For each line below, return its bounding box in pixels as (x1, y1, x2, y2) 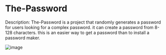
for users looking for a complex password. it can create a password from (5, 24, 154, 30)
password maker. (5, 35, 41, 41)
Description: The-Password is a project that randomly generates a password (5, 19, 161, 25)
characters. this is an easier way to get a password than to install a (13, 29, 150, 35)
